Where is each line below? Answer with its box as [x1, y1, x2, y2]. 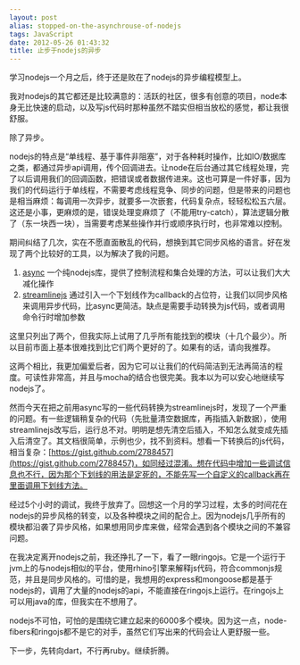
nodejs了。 [9, 383, 51, 394]
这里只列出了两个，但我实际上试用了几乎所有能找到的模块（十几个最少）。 [9, 331, 279, 342]
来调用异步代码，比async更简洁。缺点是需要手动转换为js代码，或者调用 [21, 301, 286, 312]
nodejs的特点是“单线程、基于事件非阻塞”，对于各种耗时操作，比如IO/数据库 [9, 151, 287, 162]
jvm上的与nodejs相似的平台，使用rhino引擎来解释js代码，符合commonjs [9, 563, 275, 574]
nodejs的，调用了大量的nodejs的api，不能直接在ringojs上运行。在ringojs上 [9, 586, 284, 596]
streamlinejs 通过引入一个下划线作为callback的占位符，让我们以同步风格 [21, 289, 288, 300]
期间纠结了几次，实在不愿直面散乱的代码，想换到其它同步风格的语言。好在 [9, 237, 283, 248]
